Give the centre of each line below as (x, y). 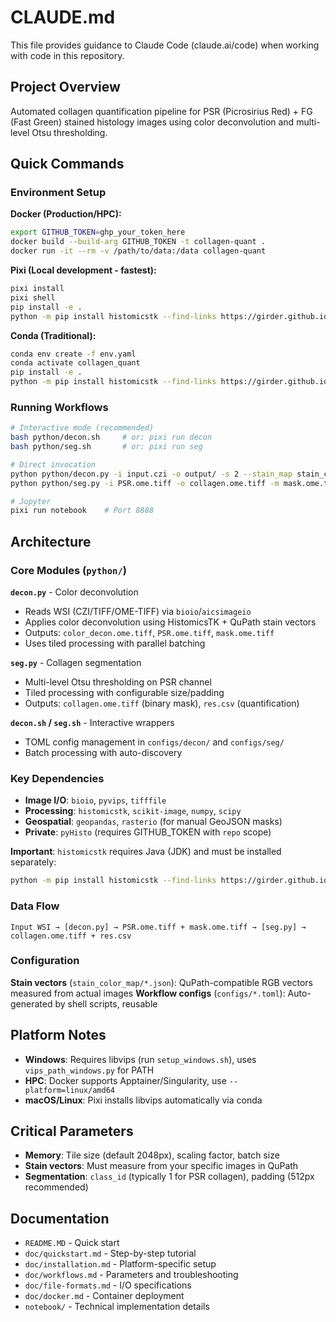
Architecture (51, 541)
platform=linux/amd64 (69, 1090)
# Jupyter (31, 501)
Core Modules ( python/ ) (68, 570)
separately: (33, 862)
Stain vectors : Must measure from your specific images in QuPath (161, 1166)
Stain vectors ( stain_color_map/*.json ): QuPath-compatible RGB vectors (161, 982)
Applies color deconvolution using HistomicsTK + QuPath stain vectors (170, 622)
